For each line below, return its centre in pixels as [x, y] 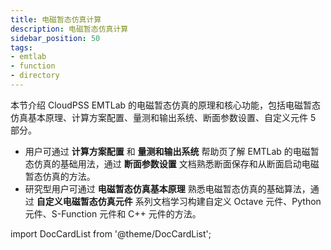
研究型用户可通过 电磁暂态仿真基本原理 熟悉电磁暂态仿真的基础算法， [167, 188]
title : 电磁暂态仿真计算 [56, 19]
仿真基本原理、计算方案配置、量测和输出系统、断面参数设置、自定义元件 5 [163, 117]
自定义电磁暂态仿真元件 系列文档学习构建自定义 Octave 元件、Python [179, 201]
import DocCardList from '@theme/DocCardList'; [111, 233]
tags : [21, 47]
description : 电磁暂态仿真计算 [69, 29]
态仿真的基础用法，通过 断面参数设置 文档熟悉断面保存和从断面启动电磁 [172, 163]
